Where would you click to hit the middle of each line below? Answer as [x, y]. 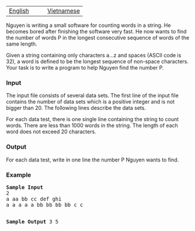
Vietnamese [64, 11]
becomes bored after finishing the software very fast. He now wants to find [96, 31]
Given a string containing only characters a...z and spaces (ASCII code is [94, 55]
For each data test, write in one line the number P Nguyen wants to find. [93, 160]
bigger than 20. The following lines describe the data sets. [76, 108]
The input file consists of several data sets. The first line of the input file [93, 95]
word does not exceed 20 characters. [51, 132]
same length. [22, 44]
